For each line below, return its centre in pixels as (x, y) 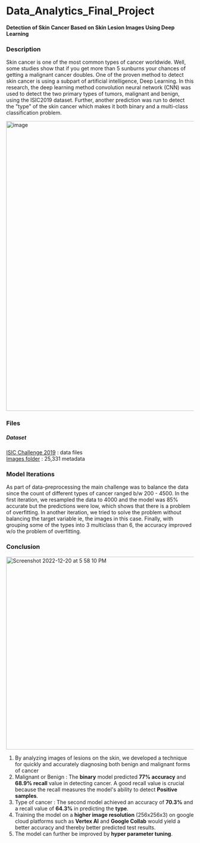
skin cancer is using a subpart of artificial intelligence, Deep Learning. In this (100, 81)
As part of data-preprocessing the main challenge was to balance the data (97, 487)
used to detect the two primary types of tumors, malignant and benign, (93, 94)
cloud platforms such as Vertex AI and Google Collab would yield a (97, 821)
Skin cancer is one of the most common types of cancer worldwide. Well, (96, 62)
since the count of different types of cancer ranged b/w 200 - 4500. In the (98, 494)
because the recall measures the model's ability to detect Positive (96, 789)
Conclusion (23, 547)
